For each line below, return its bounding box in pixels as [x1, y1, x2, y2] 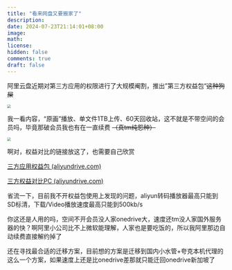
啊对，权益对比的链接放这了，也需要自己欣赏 [7, 147, 135, 156]
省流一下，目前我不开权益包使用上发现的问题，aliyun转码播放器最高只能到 [7, 191, 219, 199]
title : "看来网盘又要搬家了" [7, 10, 82, 17]
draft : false [7, 62, 45, 69]
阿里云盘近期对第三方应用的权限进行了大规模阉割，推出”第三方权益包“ [7, 81, 207, 90]
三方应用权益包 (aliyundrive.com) [7, 162, 102, 170]
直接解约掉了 [25, 232, 62, 240]
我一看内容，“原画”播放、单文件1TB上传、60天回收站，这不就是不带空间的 [7, 114, 219, 123]
